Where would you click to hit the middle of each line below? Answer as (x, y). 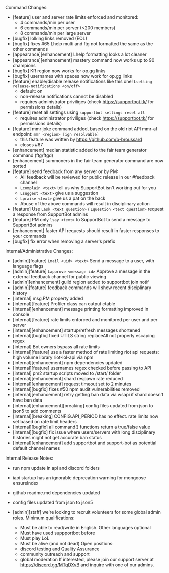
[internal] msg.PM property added (48, 298)
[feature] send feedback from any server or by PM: (65, 171)
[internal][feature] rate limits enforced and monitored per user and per (85, 320)
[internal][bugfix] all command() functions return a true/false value (81, 427)
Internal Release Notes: (29, 458)
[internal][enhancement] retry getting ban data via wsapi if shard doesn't (88, 395)
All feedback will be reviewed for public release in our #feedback (87, 177)
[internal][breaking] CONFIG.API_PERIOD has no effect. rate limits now (86, 416)
